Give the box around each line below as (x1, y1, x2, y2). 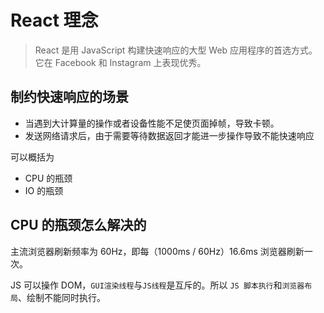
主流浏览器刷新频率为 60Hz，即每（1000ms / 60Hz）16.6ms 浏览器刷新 (10, 245, 305, 257)
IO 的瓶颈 (24, 184, 64, 196)
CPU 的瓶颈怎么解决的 (10, 217, 147, 234)
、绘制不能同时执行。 (17, 291, 106, 303)
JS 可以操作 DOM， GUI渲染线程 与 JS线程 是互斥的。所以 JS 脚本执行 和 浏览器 (10, 279, 305, 291)
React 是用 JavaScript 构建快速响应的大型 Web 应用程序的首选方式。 (34, 44, 318, 56)
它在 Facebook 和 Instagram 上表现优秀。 (34, 56, 207, 68)
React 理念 (10, 9, 99, 32)
